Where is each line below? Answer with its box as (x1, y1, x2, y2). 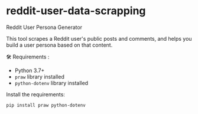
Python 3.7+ (14, 67, 45, 74)
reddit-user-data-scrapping (6, 4, 146, 18)
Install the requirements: (6, 90, 65, 98)
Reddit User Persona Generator (6, 24, 83, 31)
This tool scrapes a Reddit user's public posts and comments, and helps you (6, 35, 192, 42)
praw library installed (14, 73, 65, 80)
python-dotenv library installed (14, 79, 89, 86)
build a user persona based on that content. (6, 41, 113, 48)
